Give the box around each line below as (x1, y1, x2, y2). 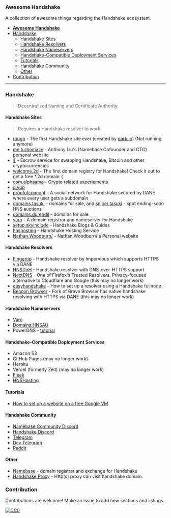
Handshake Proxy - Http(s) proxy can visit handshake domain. (12, 473, 144, 479)
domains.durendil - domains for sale (12, 211, 89, 217)
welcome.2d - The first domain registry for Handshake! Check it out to (12, 168, 160, 174)
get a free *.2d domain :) (12, 173, 64, 179)
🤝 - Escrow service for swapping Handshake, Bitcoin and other (12, 157, 145, 163)
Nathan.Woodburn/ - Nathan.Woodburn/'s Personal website (12, 233, 138, 239)
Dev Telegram (12, 439, 42, 446)
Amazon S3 (12, 350, 37, 357)
